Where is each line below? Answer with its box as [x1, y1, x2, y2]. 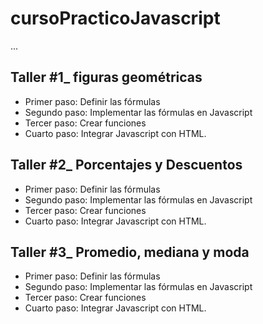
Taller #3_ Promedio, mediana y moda [10, 243, 250, 261]
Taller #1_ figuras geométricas [10, 69, 203, 86]
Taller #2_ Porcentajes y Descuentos [10, 157, 243, 174]
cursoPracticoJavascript [10, 7, 221, 30]
